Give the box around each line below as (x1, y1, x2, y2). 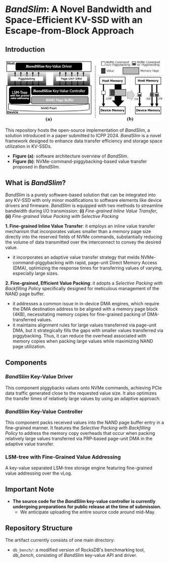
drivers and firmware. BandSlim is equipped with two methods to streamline (5, 203, 163, 209)
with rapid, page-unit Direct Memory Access (65, 260, 157, 266)
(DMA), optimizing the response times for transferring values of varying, (12, 265, 163, 271)
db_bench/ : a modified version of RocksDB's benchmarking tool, (12, 547, 145, 553)
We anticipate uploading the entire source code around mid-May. (20, 509, 156, 515)
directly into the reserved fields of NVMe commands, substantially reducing (5, 234, 162, 240)
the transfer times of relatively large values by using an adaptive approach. (5, 395, 161, 402)
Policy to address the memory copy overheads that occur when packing (5, 430, 155, 436)
